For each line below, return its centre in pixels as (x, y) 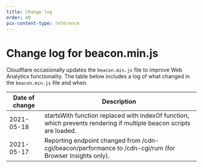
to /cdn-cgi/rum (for (146, 148)
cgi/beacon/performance (80, 148)
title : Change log (29, 12)
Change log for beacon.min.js (82, 53)
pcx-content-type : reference (43, 23)
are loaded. (60, 131)
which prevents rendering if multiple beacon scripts (118, 123)
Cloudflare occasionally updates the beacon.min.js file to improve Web (94, 70)
